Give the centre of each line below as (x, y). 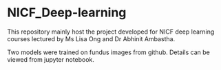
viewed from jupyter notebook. (51, 59)
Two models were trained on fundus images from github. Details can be (108, 52)
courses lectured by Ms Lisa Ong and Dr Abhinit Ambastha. (91, 38)
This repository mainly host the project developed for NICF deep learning (111, 32)
